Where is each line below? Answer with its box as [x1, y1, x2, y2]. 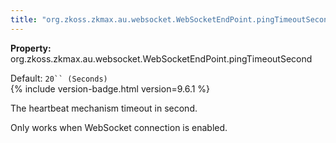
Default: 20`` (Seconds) [10, 72, 108, 84]
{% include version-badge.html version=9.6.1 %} [10, 82, 211, 95]
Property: [10, 42, 52, 54]
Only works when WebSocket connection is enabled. [10, 121, 228, 133]
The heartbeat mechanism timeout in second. [10, 102, 198, 114]
